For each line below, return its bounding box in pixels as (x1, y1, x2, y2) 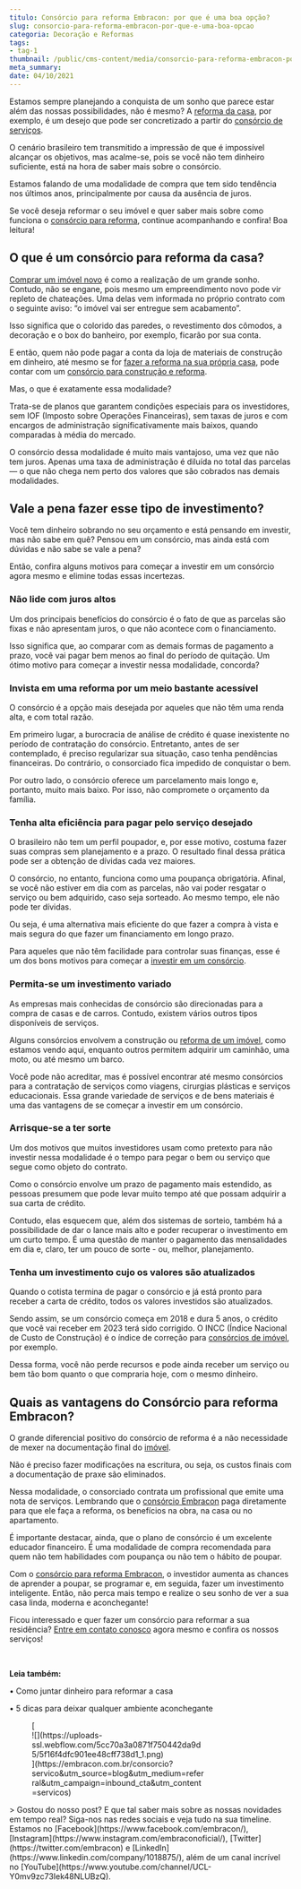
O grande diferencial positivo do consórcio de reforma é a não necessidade (9, 1432, 288, 1443)
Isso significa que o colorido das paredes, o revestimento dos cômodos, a (9, 320, 282, 331)
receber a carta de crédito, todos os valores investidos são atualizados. (9, 1296, 273, 1307)
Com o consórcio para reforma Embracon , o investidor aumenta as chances (9, 1568, 289, 1579)
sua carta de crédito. (9, 1197, 87, 1208)
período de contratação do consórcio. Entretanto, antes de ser (9, 738, 240, 749)
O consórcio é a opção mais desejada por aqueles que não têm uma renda (9, 702, 285, 712)
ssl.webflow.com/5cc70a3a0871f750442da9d (31, 1739, 202, 1750)
